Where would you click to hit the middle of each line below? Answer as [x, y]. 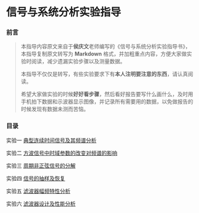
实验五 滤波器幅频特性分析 [38, 191]
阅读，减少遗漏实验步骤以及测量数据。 [78, 61]
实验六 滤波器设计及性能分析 [41, 203]
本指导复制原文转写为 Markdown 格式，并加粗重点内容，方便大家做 [104, 54]
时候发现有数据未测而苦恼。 [55, 109]
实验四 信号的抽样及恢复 [36, 178]
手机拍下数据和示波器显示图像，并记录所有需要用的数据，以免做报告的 [107, 101]
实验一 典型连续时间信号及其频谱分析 [51, 140]
